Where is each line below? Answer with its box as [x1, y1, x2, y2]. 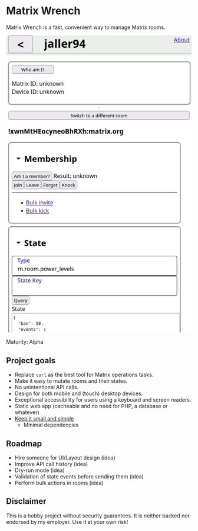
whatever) [14, 409, 39, 416]
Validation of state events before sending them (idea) [14, 473, 144, 480]
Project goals [6, 356, 56, 366]
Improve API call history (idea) [14, 461, 88, 468]
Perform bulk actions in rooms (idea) [14, 480, 104, 487]
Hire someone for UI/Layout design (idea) [14, 454, 116, 461]
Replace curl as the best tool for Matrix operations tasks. [14, 371, 154, 379]
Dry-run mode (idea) [14, 467, 65, 474]
